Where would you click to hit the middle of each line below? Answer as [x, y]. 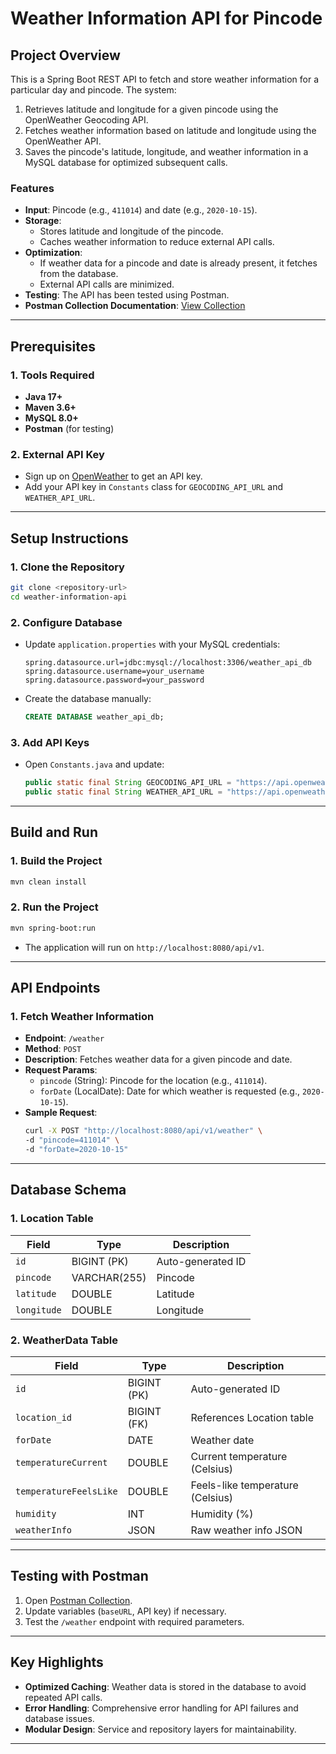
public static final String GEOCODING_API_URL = [128, 783]
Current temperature [239, 1456]
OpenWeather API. [63, 141]
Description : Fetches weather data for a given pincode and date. [158, 1059]
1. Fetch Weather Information [82, 1016]
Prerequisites [53, 346]
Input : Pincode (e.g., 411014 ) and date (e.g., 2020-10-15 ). [141, 210]
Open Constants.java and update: [94, 764]
